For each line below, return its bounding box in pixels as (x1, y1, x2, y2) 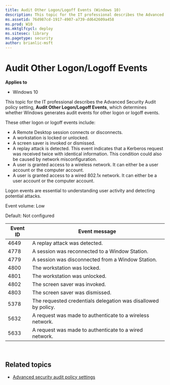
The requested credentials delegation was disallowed (32, 297, 159, 304)
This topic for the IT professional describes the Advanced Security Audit (5, 98, 156, 104)
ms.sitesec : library (5, 31, 49, 36)
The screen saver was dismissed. (32, 289, 111, 296)
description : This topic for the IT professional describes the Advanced (5, 12, 164, 17)
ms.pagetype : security (5, 36, 53, 41)
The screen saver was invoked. (32, 281, 106, 288)
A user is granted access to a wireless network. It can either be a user (12, 161, 158, 167)
